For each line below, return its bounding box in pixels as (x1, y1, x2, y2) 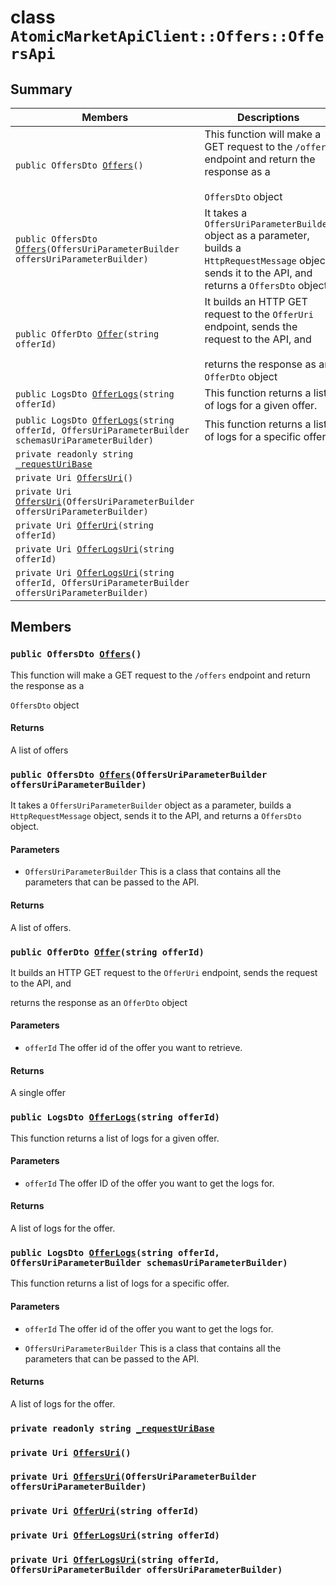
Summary (10, 81, 73, 98)
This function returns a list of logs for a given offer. (10, 1132, 220, 1144)
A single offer (10, 1087, 66, 1099)
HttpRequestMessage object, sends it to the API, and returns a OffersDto (10, 810, 302, 822)
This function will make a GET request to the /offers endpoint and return (10, 669, 311, 681)
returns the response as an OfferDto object (10, 996, 188, 1008)
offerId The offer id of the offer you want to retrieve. (24, 1042, 243, 1054)
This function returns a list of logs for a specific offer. (10, 1277, 230, 1290)
